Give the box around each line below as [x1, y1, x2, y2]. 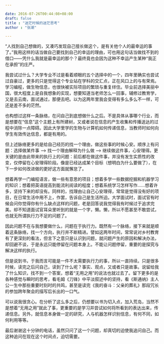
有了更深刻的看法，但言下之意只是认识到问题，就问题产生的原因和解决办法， [5, 235, 159, 242]
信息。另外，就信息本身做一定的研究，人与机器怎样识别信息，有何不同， [9, 311, 155, 317]
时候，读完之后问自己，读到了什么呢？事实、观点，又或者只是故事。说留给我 [5, 264, 159, 270]
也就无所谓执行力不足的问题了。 [5, 213, 69, 219]
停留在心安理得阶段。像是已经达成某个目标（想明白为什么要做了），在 [18, 160, 157, 166]
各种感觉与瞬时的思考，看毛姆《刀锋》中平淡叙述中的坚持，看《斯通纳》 [5, 276, 150, 282]
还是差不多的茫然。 [5, 102, 44, 108]
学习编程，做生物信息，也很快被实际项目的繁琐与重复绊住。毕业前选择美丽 [5, 84, 155, 90]
